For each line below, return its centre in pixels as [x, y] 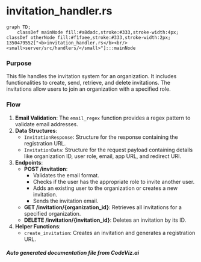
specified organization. [52, 213]
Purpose [19, 63]
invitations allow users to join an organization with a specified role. [88, 89]
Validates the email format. [66, 175]
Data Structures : [36, 130]
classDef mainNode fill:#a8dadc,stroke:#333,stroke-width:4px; [98, 32]
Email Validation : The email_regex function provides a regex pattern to [103, 118]
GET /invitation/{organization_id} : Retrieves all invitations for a [103, 207]
